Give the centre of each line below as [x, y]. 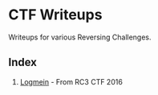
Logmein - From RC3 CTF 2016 [71, 81]
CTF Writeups [55, 15]
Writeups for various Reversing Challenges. [80, 37]
